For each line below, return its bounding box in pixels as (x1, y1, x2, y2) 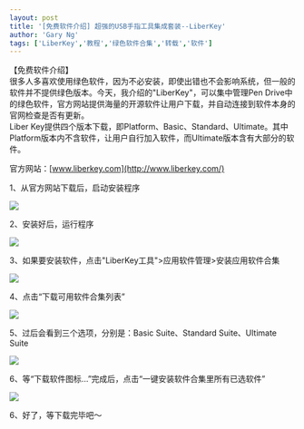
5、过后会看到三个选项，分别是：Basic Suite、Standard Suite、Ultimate (9, 327, 278, 338)
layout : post (9, 13, 59, 23)
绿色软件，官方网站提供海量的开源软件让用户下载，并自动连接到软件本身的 (16, 99, 296, 110)
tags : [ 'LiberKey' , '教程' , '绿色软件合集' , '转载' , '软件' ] (9, 38, 213, 48)
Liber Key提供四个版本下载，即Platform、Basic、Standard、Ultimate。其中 (9, 122, 289, 132)
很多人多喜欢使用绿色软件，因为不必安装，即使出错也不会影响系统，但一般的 (9, 76, 296, 87)
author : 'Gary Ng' (9, 30, 79, 39)
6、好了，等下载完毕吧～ (9, 410, 103, 421)
